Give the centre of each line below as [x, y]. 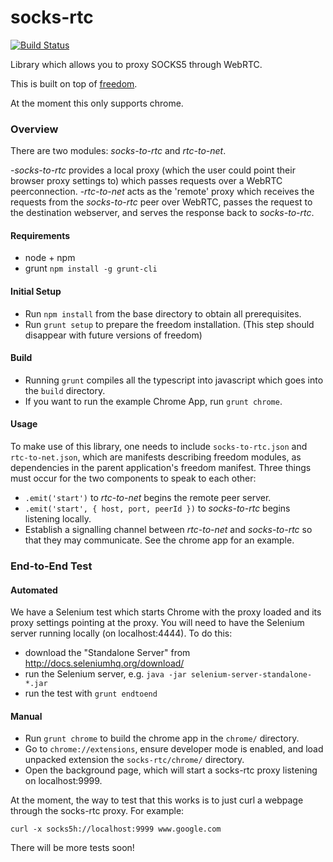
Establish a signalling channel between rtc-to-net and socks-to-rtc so [168, 530]
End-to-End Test [51, 566]
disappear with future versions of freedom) [113, 335]
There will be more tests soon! [72, 848]
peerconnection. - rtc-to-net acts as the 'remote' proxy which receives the [162, 192]
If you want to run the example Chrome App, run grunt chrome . [153, 401]
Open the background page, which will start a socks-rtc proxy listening [171, 770]
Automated [34, 590]
